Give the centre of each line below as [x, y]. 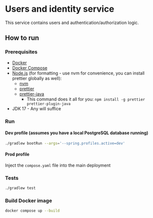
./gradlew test [20, 188]
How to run [22, 38]
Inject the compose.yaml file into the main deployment [58, 165]
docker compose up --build [32, 211]
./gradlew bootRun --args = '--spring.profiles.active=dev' [65, 143]
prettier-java [32, 94]
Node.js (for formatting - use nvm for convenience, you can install [78, 73]
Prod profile [17, 154]
